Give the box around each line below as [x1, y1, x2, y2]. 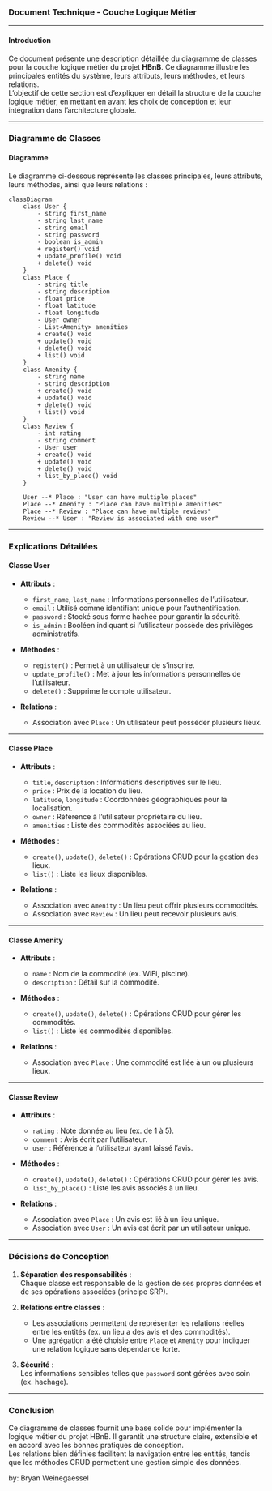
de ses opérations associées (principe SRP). [19, 1287, 168, 1297]
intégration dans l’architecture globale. [8, 105, 137, 115]
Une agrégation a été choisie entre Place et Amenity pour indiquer [32, 1335, 251, 1345]
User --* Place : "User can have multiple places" [23, 493, 198, 501]
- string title [37, 280, 89, 288]
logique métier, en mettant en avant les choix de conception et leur [8, 96, 232, 106]
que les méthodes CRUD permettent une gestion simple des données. [8, 1457, 241, 1467]
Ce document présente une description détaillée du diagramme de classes [8, 53, 257, 63]
